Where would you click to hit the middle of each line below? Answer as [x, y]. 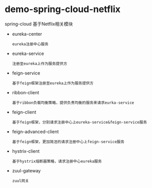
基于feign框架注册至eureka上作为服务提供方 [53, 83]
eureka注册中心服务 [30, 44]
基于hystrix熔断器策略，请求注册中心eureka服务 [57, 161]
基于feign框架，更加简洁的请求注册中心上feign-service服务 [68, 142]
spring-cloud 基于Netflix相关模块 [39, 24]
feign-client [24, 112]
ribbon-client [26, 92]
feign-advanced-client [35, 132]
